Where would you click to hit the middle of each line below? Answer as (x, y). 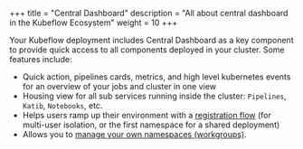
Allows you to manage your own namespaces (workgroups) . (134, 134)
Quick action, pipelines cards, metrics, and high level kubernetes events (156, 77)
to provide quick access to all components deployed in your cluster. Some (147, 50)
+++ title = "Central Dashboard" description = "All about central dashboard (149, 13)
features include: (41, 59)
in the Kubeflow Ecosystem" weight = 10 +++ (94, 23)
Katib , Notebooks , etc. (62, 106)
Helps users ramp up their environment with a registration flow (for (147, 115)
